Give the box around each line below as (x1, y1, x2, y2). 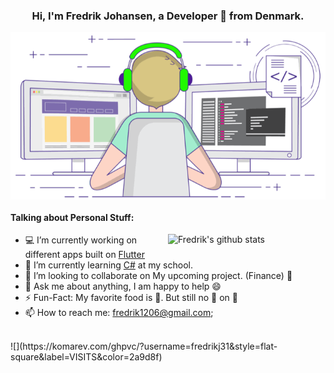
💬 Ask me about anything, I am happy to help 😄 (24, 280, 222, 293)
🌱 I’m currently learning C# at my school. (24, 259, 193, 271)
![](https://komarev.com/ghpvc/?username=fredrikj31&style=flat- (10, 340, 278, 353)
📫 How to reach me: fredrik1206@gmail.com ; (24, 307, 214, 319)
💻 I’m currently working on (24, 234, 138, 246)
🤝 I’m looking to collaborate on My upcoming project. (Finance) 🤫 (24, 270, 293, 282)
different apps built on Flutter (24, 249, 145, 261)
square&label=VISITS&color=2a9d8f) (10, 351, 163, 363)
